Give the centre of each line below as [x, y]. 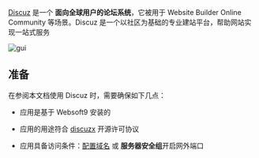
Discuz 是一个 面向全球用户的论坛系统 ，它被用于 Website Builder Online [125, 12]
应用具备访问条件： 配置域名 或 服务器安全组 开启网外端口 [111, 145]
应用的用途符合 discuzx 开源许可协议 [79, 129]
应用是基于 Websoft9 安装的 [65, 112]
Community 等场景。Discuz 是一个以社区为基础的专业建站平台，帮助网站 [126, 22]
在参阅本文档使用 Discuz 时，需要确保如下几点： [87, 95]
